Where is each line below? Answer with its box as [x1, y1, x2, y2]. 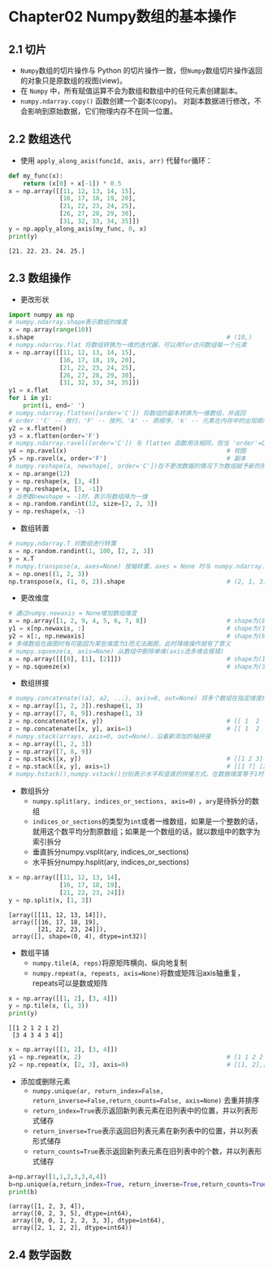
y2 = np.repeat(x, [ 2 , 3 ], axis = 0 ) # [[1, [8, 1060, 249, 1069]
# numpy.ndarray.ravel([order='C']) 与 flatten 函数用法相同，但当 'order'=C [8, 439, 266, 448]
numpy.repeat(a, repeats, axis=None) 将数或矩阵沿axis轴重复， [32, 968, 245, 977]
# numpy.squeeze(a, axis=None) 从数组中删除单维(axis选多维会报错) [8, 647, 225, 656]
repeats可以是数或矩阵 [32, 978, 108, 988]
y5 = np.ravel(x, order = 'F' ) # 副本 [8, 454, 246, 463]
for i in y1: [8, 394, 53, 402]
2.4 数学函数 [8, 1248, 71, 1262]
